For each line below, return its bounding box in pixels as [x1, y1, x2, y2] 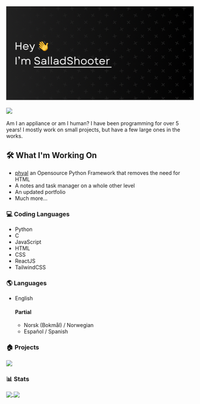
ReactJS [14, 257, 36, 264]
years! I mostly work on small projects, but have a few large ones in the [6, 126, 180, 133]
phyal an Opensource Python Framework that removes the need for [14, 169, 180, 176]
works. [6, 132, 23, 140]
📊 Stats [6, 375, 30, 383]
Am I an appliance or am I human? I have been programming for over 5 [6, 119, 179, 127]
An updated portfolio [14, 188, 66, 195]
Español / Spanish [23, 328, 68, 335]
